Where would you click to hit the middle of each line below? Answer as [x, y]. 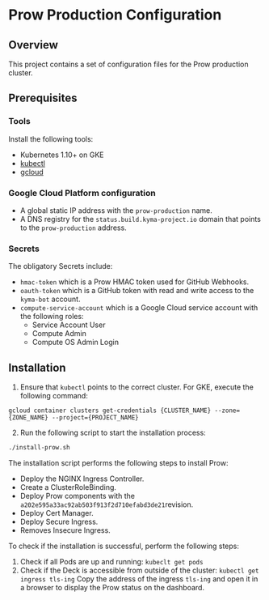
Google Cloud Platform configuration [82, 193]
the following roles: [52, 317]
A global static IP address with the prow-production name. [116, 210]
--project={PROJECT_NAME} [95, 418]
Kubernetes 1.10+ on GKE [62, 155]
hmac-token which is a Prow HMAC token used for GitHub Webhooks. [134, 282]
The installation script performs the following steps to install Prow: [118, 462]
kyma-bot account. [50, 299]
